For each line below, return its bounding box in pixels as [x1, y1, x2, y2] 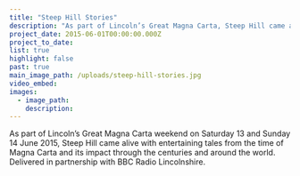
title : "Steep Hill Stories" [9, 12, 118, 22]
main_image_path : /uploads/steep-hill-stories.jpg [9, 71, 202, 80]
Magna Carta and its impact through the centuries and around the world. [9, 148, 276, 158]
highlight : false [9, 54, 74, 63]
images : [9, 87, 38, 96]
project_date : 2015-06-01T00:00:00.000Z [9, 29, 162, 38]
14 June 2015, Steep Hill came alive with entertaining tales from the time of [9, 138, 284, 148]
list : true [9, 46, 50, 55]
